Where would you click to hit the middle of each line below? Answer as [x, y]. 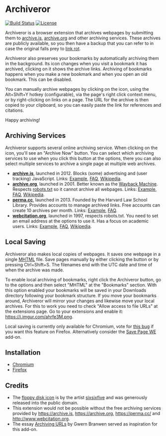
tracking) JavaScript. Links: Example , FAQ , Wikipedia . [67, 179]
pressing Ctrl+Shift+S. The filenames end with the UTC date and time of [79, 264]
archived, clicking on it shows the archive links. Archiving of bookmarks [79, 69]
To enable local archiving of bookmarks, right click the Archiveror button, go [83, 279]
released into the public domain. [45, 403]
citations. [14, 110]
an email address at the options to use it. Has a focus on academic [81, 221]
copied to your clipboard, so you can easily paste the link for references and [83, 105]
